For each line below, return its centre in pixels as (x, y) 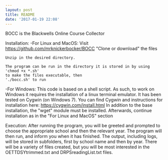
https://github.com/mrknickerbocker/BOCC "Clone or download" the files (81, 49)
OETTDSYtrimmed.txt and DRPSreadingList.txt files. (59, 152)
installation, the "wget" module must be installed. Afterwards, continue (79, 111)
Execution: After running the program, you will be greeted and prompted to (83, 126)
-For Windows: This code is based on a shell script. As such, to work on (80, 89)
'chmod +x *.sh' (22, 71)
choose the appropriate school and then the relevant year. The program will (84, 131)
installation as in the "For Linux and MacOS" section (59, 116)
